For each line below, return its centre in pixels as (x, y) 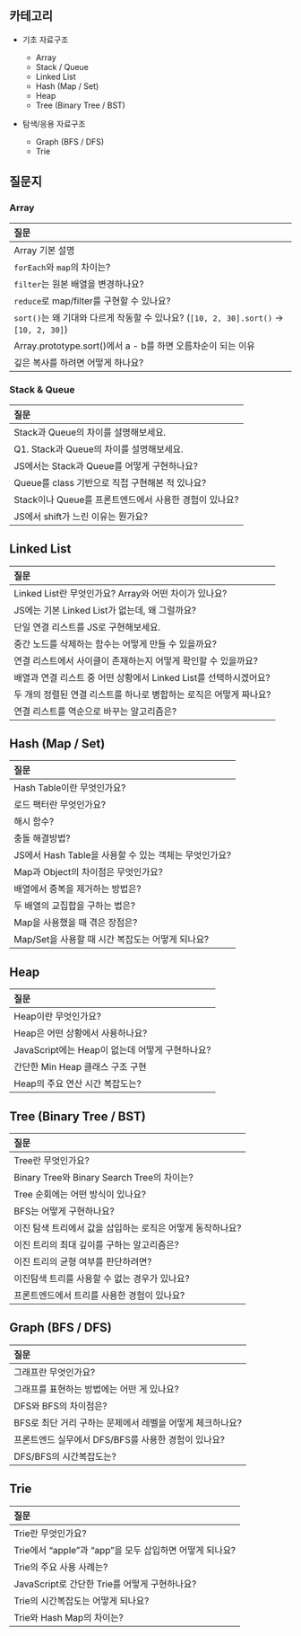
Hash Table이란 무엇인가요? (70, 788)
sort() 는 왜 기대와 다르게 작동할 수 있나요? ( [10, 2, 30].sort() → (149, 317)
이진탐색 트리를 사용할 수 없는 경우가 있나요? (102, 1278)
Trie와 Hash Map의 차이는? (69, 1617)
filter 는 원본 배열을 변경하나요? (79, 284)
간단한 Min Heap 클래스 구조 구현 (80, 1067)
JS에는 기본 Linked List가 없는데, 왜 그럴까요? (105, 610)
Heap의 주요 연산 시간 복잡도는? (77, 1083)
